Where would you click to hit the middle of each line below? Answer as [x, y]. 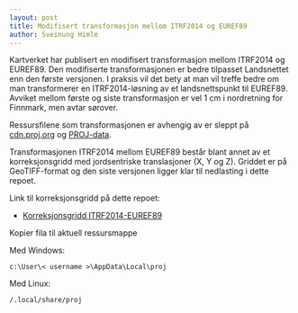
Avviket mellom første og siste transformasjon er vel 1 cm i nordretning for [146, 98]
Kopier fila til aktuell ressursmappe [73, 233]
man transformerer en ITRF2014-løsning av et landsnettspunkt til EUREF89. [149, 89]
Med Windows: [37, 250]
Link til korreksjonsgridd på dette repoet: [85, 198]
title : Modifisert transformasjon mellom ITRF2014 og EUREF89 [128, 26]
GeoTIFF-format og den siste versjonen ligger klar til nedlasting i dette [139, 171]
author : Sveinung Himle [54, 34]
